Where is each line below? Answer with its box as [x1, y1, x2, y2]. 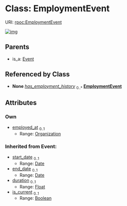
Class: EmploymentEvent [5, 3, 110, 14]
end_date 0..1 [12, 165, 38, 173]
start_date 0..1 [12, 154, 39, 161]
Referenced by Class [5, 70, 70, 78]
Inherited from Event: [5, 143, 57, 150]
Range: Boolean [19, 195, 52, 201]
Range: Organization [19, 130, 61, 136]
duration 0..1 [12, 177, 36, 184]
